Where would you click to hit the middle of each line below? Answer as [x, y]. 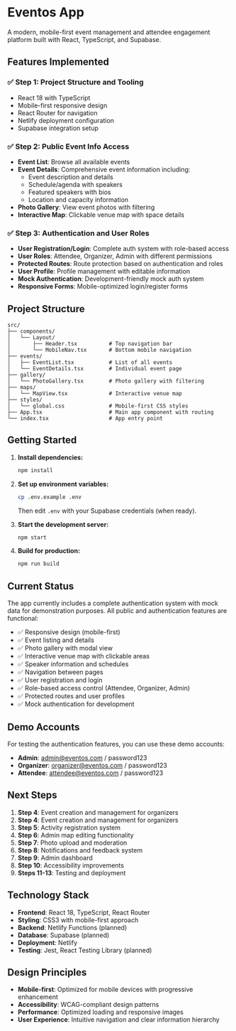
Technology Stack [48, 896]
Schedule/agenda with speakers [75, 184]
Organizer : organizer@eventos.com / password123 [92, 765]
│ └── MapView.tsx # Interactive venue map [95, 394]
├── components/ [31, 331]
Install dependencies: [50, 457]
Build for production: [49, 551]
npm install [35, 470]
